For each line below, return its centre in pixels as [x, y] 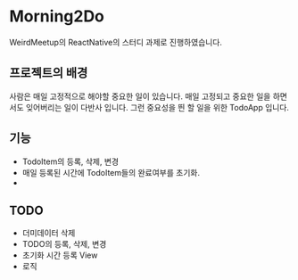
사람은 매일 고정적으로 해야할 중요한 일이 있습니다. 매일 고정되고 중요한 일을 [140, 96]
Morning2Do [57, 16]
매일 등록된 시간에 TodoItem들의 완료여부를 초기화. [111, 172]
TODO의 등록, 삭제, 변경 [64, 244]
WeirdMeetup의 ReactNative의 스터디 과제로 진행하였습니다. [116, 42]
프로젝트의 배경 [49, 73]
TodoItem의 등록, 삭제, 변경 [70, 161]
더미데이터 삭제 [49, 233]
